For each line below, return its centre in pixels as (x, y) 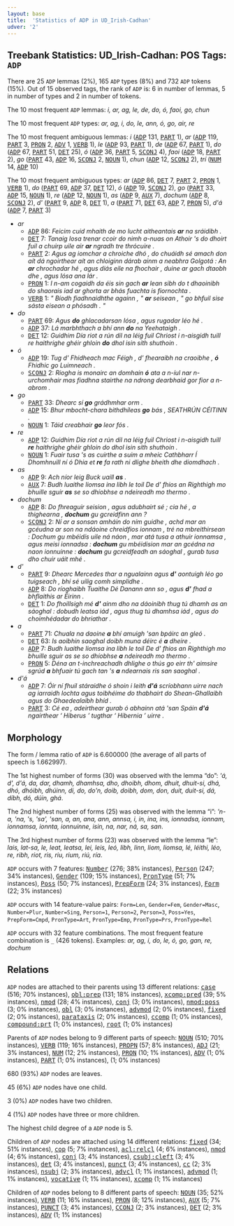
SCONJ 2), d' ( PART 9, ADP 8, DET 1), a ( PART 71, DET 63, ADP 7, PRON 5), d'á (115, 203)
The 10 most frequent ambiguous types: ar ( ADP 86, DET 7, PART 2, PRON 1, (114, 180)
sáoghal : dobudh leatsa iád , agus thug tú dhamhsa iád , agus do (123, 612)
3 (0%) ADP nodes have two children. (60, 1100)
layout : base (26, 14)
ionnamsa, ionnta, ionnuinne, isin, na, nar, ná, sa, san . (85, 826)
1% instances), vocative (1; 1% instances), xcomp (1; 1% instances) (105, 1178)
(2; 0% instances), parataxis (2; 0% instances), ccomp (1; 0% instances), (115, 1016)
